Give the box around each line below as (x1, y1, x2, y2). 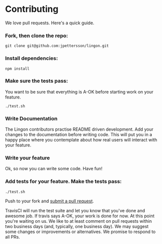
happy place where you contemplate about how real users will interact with (5, 137, 158, 143)
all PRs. (5, 234, 20, 240)
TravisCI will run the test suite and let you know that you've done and (5, 207, 145, 213)
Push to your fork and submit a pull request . (5, 198, 95, 204)
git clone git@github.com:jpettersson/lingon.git (5, 44, 109, 49)
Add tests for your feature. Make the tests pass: (5, 178, 122, 185)
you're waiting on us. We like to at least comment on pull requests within (5, 218, 152, 224)
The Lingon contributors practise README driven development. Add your (5, 126, 154, 132)
